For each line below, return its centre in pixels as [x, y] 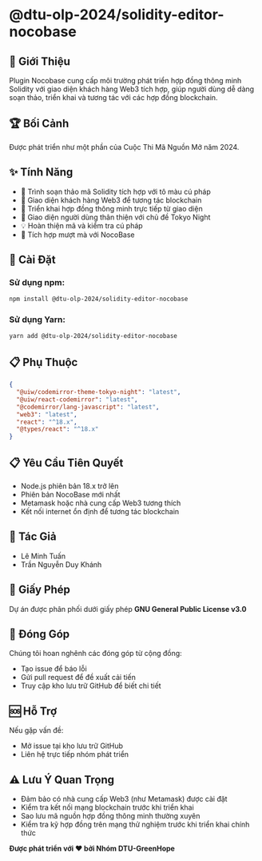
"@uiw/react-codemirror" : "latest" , [77, 399]
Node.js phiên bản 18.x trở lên [69, 485]
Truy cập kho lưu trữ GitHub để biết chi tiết [91, 686]
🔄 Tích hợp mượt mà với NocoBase [77, 235]
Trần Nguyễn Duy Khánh [61, 564]
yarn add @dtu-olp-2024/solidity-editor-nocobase [93, 336]
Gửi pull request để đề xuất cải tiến [78, 678]
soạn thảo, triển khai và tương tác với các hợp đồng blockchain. [113, 97]
